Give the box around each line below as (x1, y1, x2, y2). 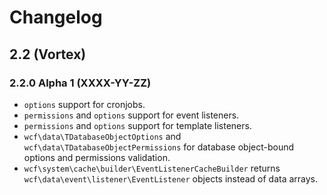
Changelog (9, 6, 103, 29)
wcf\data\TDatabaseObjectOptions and (23, 130, 182, 142)
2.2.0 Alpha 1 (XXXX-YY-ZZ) (9, 76, 152, 90)
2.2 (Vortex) (9, 46, 87, 63)
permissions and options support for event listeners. (23, 109, 240, 121)
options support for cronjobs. (23, 98, 146, 110)
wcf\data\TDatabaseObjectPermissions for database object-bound (23, 141, 295, 153)
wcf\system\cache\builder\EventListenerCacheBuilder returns (23, 162, 281, 174)
